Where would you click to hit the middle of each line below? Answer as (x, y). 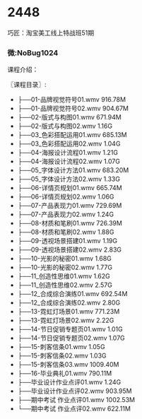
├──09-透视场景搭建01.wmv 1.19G (67, 241)
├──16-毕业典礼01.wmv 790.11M (65, 373)
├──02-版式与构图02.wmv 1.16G (65, 126)
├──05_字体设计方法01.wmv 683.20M (73, 170)
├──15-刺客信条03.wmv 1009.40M (68, 365)
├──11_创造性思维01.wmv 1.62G (64, 276)
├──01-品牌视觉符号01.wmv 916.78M (71, 100)
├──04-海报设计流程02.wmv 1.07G (69, 161)
